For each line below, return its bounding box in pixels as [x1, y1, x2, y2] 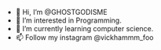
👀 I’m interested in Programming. [15, 16, 122, 25]
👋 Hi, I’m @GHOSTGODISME [15, 8, 108, 16]
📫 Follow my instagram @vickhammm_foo [15, 33, 154, 42]
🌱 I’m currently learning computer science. [15, 24, 154, 33]
